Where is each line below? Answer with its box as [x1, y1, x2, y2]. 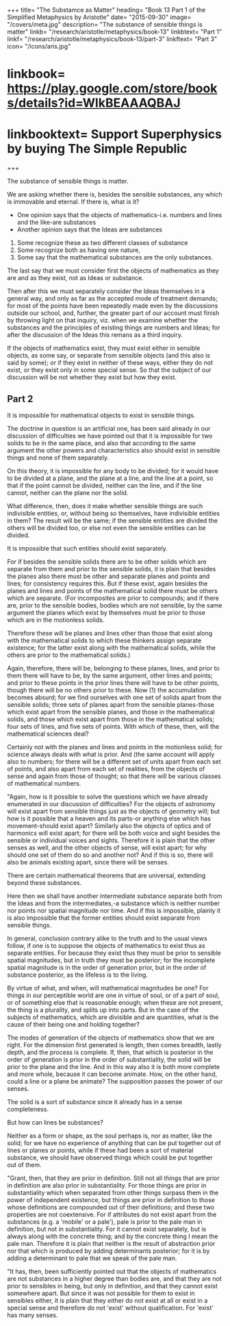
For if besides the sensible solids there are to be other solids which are [7, 558, 207, 566]
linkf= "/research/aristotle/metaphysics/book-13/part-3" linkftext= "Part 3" [7, 35, 218, 43]
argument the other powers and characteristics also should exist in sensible [7, 446, 220, 454]
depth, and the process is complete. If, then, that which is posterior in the [7, 1048, 214, 1056]
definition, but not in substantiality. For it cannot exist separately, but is [7, 1225, 207, 1233]
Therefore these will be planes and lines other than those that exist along [7, 629, 213, 637]
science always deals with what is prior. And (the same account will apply [7, 750, 215, 758]
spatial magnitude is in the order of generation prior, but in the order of [7, 963, 207, 971]
